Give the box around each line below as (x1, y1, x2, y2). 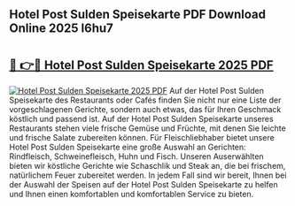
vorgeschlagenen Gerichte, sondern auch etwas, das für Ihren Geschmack (9, 104, 282, 114)
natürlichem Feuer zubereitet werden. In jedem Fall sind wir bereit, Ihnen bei (9, 170, 287, 180)
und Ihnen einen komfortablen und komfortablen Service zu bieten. (9, 189, 254, 199)
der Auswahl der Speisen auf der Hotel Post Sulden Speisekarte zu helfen (9, 179, 278, 189)
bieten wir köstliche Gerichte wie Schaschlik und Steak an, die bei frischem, (9, 161, 286, 171)
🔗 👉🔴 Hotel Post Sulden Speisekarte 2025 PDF (9, 57, 274, 72)
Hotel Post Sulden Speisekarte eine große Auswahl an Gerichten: (9, 141, 246, 152)
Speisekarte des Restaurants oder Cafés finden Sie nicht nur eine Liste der (9, 95, 282, 105)
